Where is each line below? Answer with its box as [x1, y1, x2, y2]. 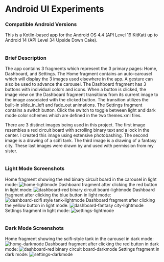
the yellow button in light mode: [5, 202, 69, 208]
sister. [5, 148, 18, 154]
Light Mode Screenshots [5, 165, 65, 172]
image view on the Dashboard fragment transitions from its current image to [5, 92, 159, 97]
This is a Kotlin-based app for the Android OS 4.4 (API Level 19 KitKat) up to [5, 32, 158, 38]
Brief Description [5, 54, 47, 61]
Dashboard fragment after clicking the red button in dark [45, 241, 159, 247]
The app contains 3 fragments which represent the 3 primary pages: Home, [5, 66, 158, 71]
